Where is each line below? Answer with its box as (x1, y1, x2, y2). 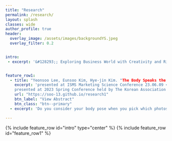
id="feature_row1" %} (5, 130, 51, 136)
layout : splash (5, 17, 38, 22)
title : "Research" (5, 7, 45, 13)
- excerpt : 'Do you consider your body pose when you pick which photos (10, 106, 168, 111)
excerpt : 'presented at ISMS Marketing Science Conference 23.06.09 (14, 82, 164, 87)
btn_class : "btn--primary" (14, 101, 72, 106)
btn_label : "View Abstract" (14, 97, 74, 102)
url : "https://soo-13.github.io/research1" (14, 92, 109, 97)
